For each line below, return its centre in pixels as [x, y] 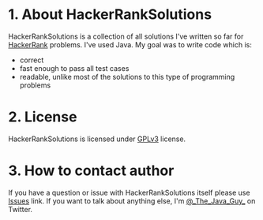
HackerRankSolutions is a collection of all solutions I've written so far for [126, 36]
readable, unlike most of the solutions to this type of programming [127, 76]
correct [32, 60]
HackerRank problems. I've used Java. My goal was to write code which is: [130, 44]
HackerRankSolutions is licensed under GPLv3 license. [97, 139]
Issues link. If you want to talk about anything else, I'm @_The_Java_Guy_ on [132, 201]
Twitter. [21, 209]
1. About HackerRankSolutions [110, 15]
